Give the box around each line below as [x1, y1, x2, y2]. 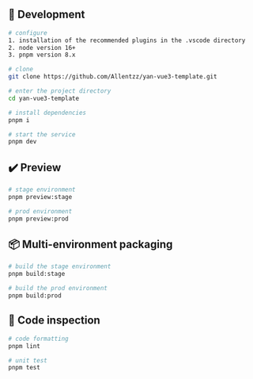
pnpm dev [8, 138, 37, 146]
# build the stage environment [8, 262, 111, 270]
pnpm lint [8, 342, 41, 350]
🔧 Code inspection [8, 314, 100, 327]
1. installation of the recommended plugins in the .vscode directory [8, 36, 246, 44]
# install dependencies [8, 109, 87, 117]
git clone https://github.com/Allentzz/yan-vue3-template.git [8, 73, 217, 81]
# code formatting [8, 335, 69, 343]
